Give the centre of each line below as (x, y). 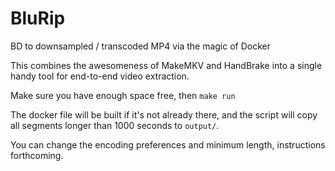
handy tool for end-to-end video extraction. (100, 76)
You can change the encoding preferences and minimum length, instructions (168, 144)
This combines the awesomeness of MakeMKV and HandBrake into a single (166, 65)
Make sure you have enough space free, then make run (123, 95)
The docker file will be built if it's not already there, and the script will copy (164, 114)
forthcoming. (37, 155)
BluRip (38, 18)
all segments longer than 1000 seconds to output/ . (115, 125)
